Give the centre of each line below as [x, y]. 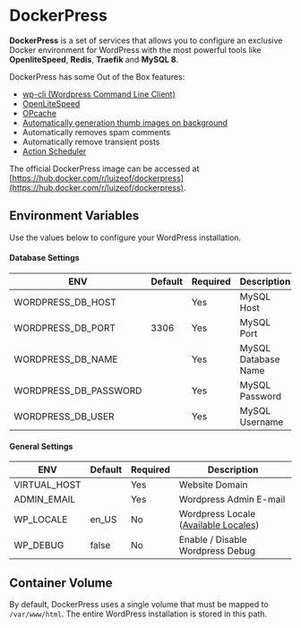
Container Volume [61, 583]
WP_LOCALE [41, 520]
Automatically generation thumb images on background [125, 123]
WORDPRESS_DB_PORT [65, 328]
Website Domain [213, 485]
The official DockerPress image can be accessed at [104, 168]
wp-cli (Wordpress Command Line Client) [99, 94]
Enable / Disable [213, 540]
